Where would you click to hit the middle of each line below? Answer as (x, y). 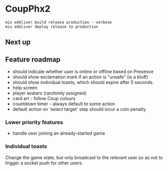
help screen (25, 88)
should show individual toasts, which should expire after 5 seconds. (83, 82)
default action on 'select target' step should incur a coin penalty (79, 109)
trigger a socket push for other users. (44, 163)
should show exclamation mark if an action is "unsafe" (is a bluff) (80, 77)
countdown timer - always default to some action (64, 104)
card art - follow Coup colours (44, 99)
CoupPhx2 (28, 9)
